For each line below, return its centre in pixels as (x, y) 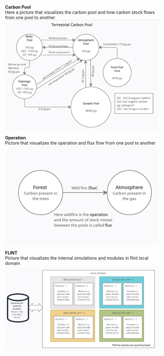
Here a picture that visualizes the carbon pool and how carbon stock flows (80, 12)
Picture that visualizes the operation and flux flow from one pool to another (80, 143)
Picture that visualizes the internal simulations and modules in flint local (77, 258)
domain (13, 263)
